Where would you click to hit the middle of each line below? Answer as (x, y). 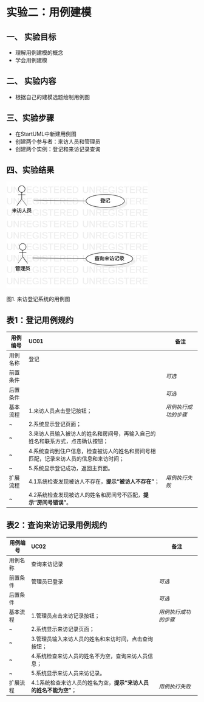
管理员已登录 (47, 581)
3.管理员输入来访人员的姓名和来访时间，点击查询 (92, 639)
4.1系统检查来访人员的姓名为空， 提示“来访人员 (90, 683)
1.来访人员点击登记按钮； (60, 411)
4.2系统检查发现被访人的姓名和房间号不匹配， (86, 495)
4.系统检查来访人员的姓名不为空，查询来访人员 (90, 656)
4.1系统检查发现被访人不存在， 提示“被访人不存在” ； (94, 481)
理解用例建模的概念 (39, 53)
